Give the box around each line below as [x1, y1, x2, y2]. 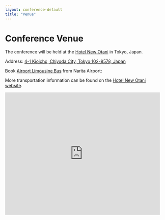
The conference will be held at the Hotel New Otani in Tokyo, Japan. [5, 49, 143, 55]
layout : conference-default [5, 7, 63, 12]
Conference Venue [5, 33, 83, 44]
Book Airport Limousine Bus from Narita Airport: [5, 68, 102, 74]
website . [5, 83, 23, 89]
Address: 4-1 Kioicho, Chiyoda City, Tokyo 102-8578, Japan [5, 58, 126, 64]
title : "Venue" [5, 12, 36, 17]
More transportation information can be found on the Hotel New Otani [5, 77, 146, 83]
